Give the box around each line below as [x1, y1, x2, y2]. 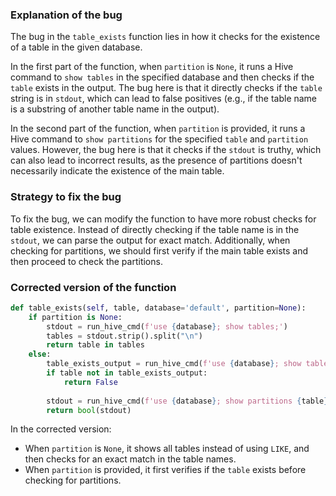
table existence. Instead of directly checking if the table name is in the [10, 223, 300, 235]
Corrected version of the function [10, 280, 177, 294]
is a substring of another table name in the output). [10, 103, 220, 115]
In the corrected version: [10, 423, 112, 435]
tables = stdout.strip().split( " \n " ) [46, 331, 203, 341]
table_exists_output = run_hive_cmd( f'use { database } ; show [46, 359, 302, 369]
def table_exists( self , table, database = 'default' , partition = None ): [10, 303, 307, 313]
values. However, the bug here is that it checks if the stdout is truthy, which [10, 144, 322, 156]
